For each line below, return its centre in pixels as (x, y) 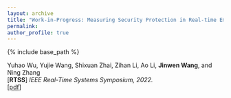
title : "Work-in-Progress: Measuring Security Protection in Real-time (112, 20)
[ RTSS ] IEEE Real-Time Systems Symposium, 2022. (80, 80)
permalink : (23, 26)
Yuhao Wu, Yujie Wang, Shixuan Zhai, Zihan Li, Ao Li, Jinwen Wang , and (110, 65)
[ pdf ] (14, 87)
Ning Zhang (24, 73)
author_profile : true (38, 33)
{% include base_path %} (43, 52)
